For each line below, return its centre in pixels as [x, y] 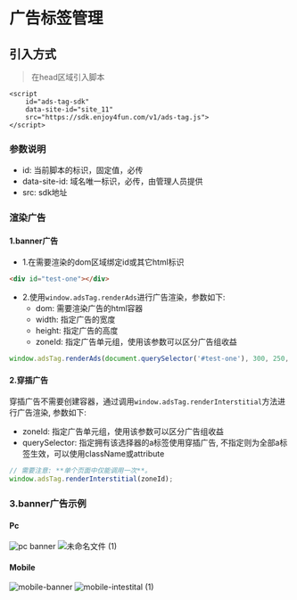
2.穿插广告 [29, 380]
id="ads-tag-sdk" [58, 102]
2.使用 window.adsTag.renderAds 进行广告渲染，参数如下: [124, 297]
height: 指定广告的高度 [77, 331]
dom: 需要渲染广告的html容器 [89, 308]
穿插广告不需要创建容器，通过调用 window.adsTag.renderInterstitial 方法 [144, 401]
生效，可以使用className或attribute [97, 454]
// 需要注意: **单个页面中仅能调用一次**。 [80, 471]
